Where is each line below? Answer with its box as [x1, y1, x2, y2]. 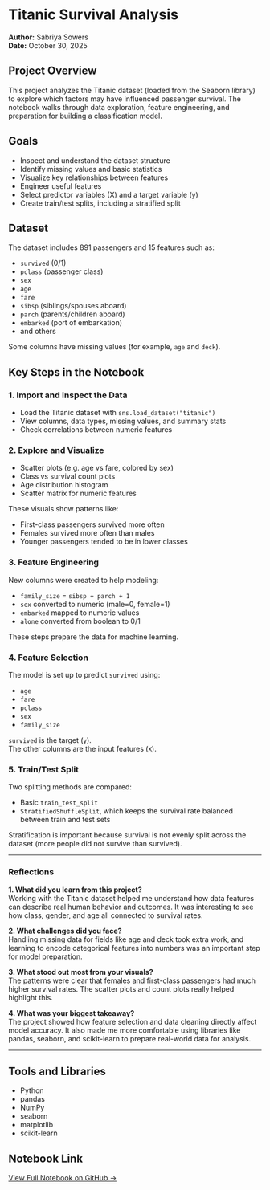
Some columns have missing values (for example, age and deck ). [8, 342, 221, 352]
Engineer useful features [19, 181, 102, 190]
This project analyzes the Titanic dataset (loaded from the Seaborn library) [8, 85, 256, 95]
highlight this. [8, 992, 54, 1002]
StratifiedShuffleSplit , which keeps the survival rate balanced [19, 806, 234, 816]
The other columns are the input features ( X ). [8, 744, 157, 753]
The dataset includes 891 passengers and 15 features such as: [8, 242, 215, 252]
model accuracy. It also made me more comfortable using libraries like [8, 1025, 241, 1035]
